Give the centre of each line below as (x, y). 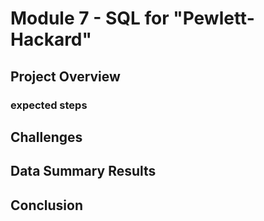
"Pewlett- (214, 18)
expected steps (49, 105)
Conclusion (47, 205)
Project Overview (65, 76)
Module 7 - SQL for (90, 18)
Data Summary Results (83, 171)
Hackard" (51, 39)
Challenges (46, 137)
